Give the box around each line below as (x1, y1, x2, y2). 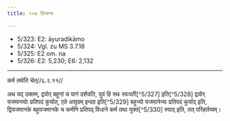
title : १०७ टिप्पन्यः (7, 10, 54, 17)
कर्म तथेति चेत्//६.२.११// (7, 76, 64, 84)
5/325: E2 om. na (16, 49, 66, 57)
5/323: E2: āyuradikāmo (16, 35, 85, 43)
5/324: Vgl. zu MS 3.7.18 (16, 42, 86, 50)
